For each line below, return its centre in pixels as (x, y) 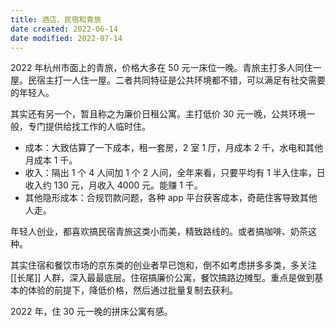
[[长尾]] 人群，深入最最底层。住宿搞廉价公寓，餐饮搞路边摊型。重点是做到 (162, 278)
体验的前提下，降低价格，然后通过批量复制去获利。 (132, 290)
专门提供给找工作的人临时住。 (89, 127)
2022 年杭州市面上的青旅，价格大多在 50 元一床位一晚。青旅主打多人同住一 (166, 68)
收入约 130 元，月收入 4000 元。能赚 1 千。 (113, 185)
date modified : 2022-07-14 (66, 38)
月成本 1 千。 (51, 160)
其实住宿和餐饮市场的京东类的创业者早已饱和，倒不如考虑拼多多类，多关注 (163, 265)
